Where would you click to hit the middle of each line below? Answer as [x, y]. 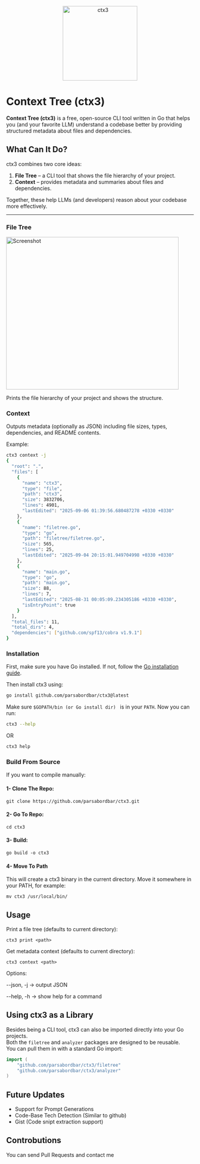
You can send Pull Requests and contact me [60, 1154]
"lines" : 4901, [41, 505]
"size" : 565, [38, 544]
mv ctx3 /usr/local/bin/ [37, 897]
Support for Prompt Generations [54, 1109]
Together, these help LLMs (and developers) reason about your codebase [96, 199]
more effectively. [27, 206]
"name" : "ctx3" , [42, 483]
